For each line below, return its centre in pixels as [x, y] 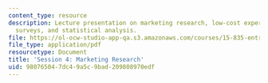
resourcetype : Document [48, 52]
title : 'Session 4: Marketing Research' [77, 60]
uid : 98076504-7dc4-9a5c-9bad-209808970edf [82, 67]
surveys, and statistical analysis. [76, 30]
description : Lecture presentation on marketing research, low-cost [124, 23]
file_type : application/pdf [55, 45]
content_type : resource [48, 15]
